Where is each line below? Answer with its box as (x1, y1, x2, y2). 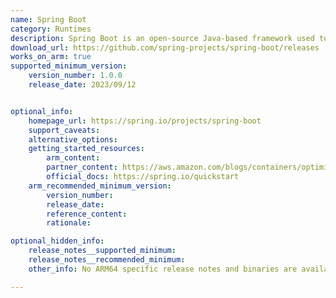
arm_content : (46, 153, 101, 163)
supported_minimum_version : (10, 61, 128, 71)
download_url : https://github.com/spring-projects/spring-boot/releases (10, 42, 320, 53)
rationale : (46, 218, 92, 228)
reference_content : (46, 209, 128, 219)
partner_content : (46, 162, 118, 173)
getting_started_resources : (28, 144, 145, 154)
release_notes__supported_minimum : (28, 246, 177, 256)
